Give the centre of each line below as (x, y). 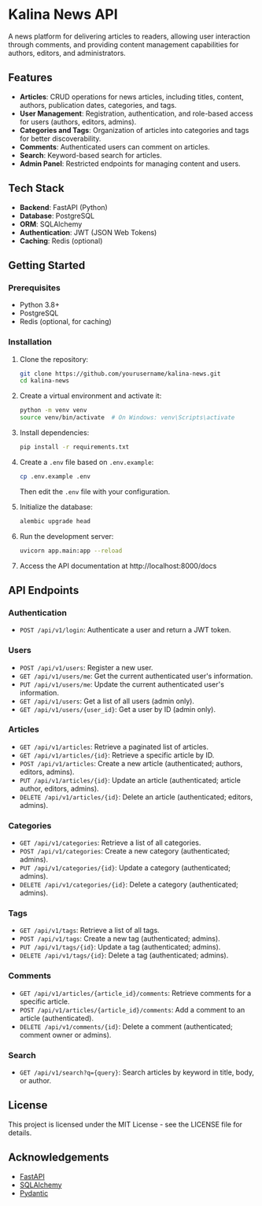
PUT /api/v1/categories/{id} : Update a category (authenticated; (125, 868)
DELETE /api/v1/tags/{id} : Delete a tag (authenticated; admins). (124, 955)
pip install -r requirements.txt (74, 447)
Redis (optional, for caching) (65, 322)
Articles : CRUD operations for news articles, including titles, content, (131, 97)
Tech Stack (36, 188)
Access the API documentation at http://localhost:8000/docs (118, 566)
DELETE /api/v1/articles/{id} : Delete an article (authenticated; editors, (136, 797)
